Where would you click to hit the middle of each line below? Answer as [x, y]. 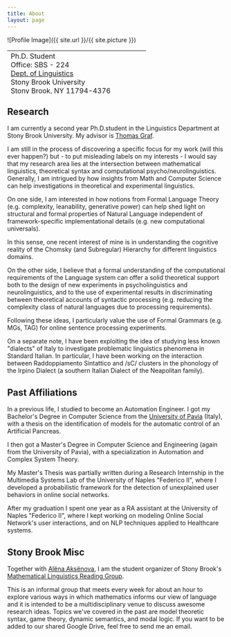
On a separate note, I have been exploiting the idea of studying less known [113, 341]
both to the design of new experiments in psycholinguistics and [98, 285]
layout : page [26, 20]
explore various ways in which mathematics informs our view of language [112, 597]
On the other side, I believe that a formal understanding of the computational [116, 270]
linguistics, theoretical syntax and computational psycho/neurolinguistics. [112, 171]
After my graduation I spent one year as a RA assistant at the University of [113, 508]
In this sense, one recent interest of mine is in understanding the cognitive [113, 242]
